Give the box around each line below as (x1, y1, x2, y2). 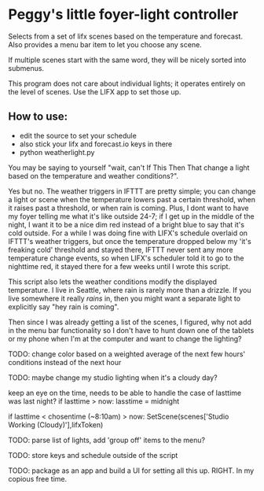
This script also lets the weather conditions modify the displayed (8, 277, 218, 286)
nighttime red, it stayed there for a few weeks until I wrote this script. (8, 261, 230, 271)
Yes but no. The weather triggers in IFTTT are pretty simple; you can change (8, 186, 256, 196)
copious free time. (8, 474, 68, 483)
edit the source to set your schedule (19, 131, 137, 140)
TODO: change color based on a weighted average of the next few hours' (8, 349, 246, 359)
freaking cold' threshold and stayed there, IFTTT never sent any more (8, 245, 233, 254)
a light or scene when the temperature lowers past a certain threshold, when (8, 194, 256, 204)
